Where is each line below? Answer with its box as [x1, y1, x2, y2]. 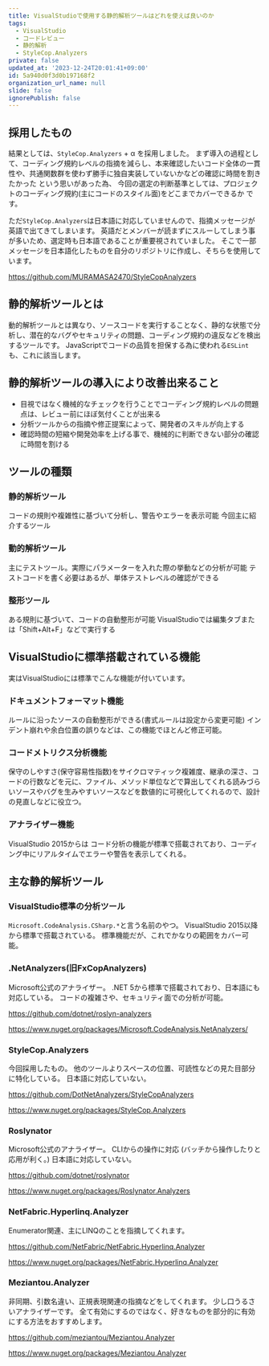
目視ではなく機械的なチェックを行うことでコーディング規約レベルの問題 [19, 399, 259, 408]
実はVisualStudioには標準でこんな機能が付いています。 [8, 673, 190, 683]
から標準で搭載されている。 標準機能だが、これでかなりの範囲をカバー [8, 930, 243, 940]
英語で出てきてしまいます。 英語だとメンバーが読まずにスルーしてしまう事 [8, 226, 255, 235]
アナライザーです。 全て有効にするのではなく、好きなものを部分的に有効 [14, 1307, 255, 1316]
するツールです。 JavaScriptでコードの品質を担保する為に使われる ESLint [8, 340, 249, 350]
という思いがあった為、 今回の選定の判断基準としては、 [38, 178, 223, 189]
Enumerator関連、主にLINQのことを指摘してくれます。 [8, 1225, 190, 1235]
